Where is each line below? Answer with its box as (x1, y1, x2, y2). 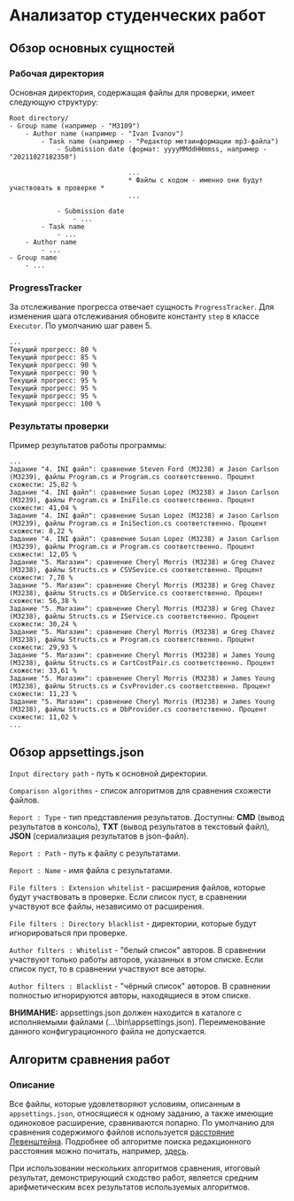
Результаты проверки (9, 420, 109, 432)
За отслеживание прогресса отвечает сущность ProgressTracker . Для (9, 302, 275, 313)
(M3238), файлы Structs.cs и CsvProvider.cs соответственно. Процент (9, 682, 272, 691)
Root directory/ (9, 113, 69, 122)
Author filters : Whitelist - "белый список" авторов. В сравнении (9, 945, 267, 956)
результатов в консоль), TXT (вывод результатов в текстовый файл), (9, 821, 270, 833)
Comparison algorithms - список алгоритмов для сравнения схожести (9, 786, 272, 796)
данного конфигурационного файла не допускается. (9, 1027, 207, 1037)
